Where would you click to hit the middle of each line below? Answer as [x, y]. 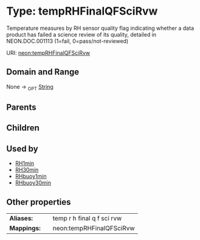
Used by [22, 148]
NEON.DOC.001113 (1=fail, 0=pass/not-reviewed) [67, 41]
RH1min [25, 163]
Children [23, 128]
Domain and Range [43, 72]
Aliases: [21, 218]
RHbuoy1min [31, 176]
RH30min [27, 170]
